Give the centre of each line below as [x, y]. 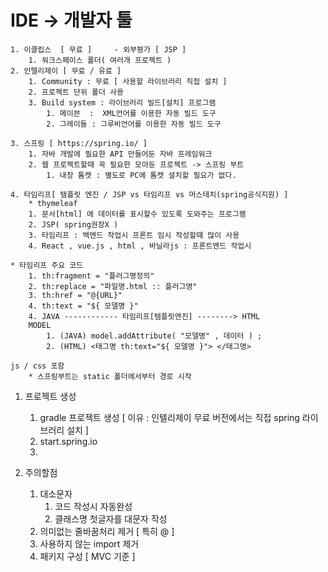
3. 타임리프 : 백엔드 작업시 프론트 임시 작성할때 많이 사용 [134, 235]
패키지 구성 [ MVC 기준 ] [87, 556]
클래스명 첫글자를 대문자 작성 [111, 518]
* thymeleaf [53, 203]
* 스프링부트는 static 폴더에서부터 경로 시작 [110, 376]
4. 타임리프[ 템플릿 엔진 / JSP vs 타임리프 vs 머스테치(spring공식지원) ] [149, 194]
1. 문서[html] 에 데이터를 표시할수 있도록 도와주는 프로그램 [137, 214]
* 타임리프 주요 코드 [47, 265]
